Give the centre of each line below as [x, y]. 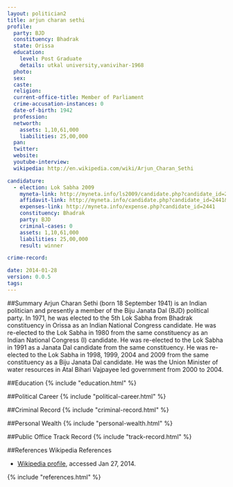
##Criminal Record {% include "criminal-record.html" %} [88, 409]
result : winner [42, 246]
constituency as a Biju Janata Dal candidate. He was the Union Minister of [113, 362]
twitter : [26, 149]
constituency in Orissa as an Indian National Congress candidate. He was [112, 325]
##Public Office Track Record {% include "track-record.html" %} [100, 436]
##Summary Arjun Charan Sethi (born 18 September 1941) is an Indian [107, 303]
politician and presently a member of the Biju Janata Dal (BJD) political [108, 310]
